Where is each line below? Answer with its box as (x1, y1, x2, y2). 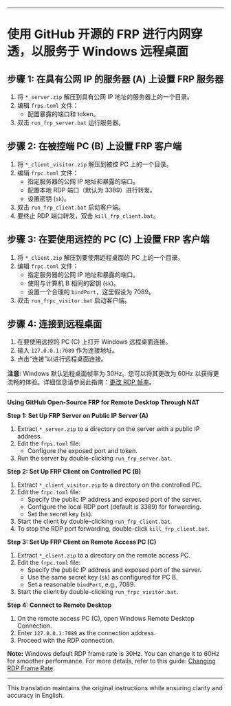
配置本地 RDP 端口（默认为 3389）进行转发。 (27, 186, 157, 194)
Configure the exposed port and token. (27, 447, 137, 455)
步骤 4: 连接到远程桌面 (7, 318, 102, 330)
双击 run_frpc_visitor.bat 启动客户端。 (16, 296, 131, 305)
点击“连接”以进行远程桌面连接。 (16, 355, 108, 363)
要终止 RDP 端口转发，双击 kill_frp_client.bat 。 (16, 211, 159, 220)
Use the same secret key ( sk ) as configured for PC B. (27, 573, 178, 582)
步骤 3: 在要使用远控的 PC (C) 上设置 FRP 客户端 (7, 234, 210, 245)
